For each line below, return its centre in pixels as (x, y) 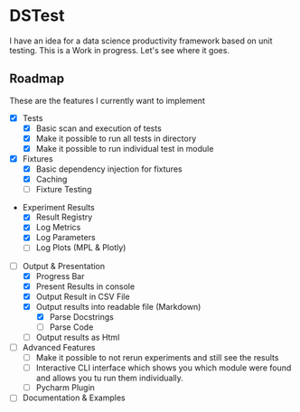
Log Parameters (66, 238)
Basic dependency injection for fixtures (109, 169)
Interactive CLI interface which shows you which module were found (164, 368)
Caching (52, 179)
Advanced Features (59, 347)
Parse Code (71, 327)
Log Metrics (58, 228)
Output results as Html (78, 337)
